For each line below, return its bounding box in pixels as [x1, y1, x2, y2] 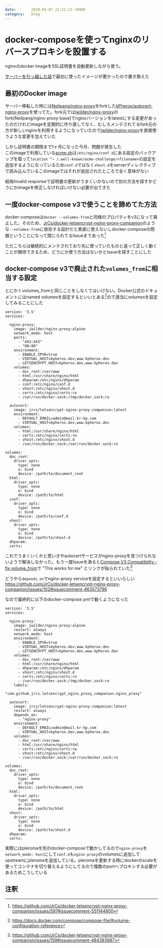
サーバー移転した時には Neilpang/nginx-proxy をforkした [5, 103, 116, 109]
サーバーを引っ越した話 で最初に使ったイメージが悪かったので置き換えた [5, 73, 149, 79]
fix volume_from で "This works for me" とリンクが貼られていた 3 [5, 565, 132, 571]
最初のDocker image [5, 89, 67, 97]
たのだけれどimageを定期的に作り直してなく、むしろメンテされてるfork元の [5, 121, 157, 127]
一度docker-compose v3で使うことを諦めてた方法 [5, 200, 157, 208]
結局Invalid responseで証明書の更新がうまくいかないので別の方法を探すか [5, 179, 153, 184]
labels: [14, 682, 29, 688]
